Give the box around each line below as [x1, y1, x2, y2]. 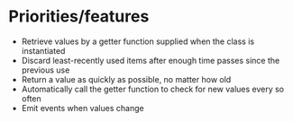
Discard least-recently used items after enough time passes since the [21, 55, 280, 65]
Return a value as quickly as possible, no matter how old [21, 74, 232, 84]
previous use [21, 65, 70, 75]
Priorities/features [8, 6, 150, 27]
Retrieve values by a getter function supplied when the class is [21, 36, 254, 47]
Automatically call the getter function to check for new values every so [21, 83, 285, 94]
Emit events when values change [21, 102, 145, 113]
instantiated [21, 45, 66, 56]
